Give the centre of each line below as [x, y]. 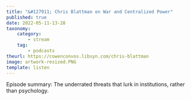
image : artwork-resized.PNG [41, 62]
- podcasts [41, 51]
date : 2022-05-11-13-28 [36, 23]
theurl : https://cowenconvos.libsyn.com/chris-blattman [77, 56]
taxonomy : [19, 28]
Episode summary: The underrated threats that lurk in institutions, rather [95, 84]
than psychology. [28, 91]
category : [29, 34]
